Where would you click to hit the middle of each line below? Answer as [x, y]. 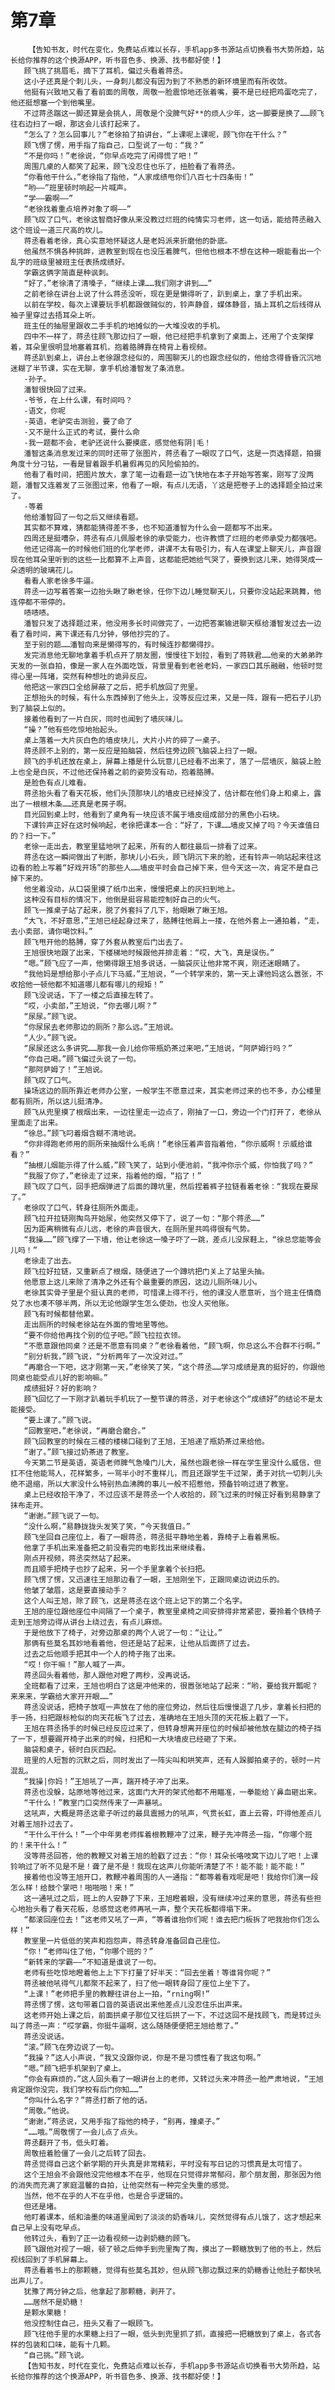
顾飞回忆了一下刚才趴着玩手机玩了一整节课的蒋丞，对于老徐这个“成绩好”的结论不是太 [173, 1399]
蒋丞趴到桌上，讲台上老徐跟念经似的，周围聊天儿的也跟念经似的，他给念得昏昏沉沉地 [172, 357]
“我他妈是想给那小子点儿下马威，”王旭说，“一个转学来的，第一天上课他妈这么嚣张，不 [173, 974]
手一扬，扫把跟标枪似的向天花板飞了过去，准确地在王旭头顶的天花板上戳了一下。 [151, 1717]
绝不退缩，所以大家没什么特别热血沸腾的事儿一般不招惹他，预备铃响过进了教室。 [151, 1484]
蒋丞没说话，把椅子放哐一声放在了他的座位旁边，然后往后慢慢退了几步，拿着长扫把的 [172, 1707]
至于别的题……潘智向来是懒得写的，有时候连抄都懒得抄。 [121, 644]
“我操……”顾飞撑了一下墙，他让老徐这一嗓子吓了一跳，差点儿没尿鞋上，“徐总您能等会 [172, 1239]
